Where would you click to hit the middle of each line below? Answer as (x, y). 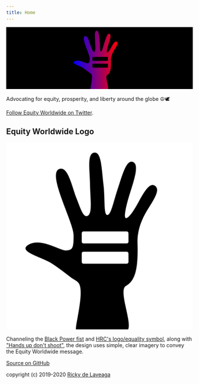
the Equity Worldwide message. (45, 352)
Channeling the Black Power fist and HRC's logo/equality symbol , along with (99, 339)
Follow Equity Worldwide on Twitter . (50, 113)
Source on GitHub (28, 363)
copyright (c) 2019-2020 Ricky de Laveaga (58, 375)
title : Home (21, 12)
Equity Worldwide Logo (50, 131)
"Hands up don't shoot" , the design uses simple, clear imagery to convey (95, 345)
